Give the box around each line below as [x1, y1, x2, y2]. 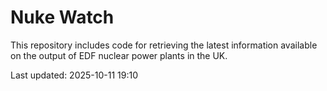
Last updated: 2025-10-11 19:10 [10, 69, 138, 81]
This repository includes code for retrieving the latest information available [10, 39, 318, 51]
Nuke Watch [10, 6, 115, 29]
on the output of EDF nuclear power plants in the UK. [10, 49, 228, 61]
